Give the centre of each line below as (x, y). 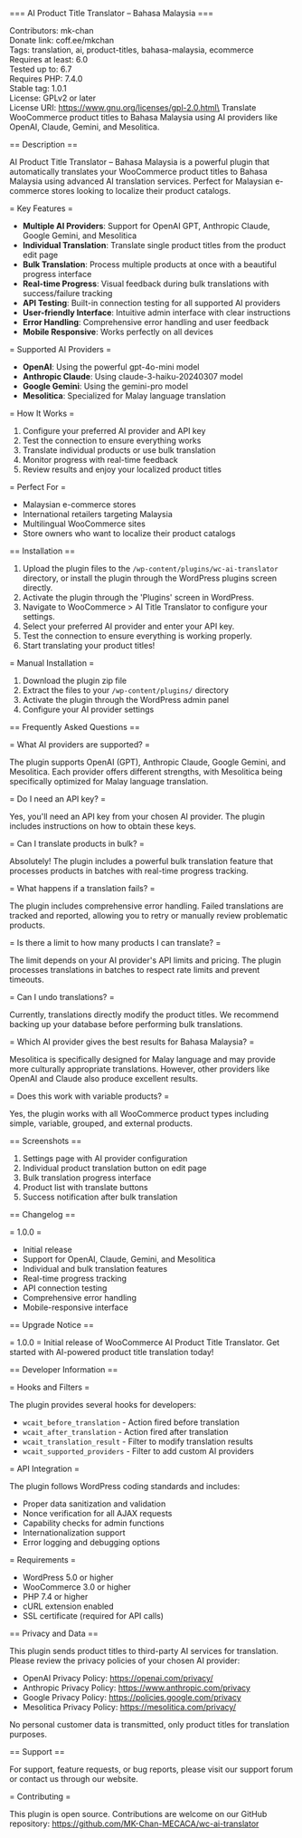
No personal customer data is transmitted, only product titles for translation (149, 1724)
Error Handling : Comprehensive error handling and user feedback (146, 322)
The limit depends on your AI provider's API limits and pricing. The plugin (146, 960)
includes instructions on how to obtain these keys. (103, 826)
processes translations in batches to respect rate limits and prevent (135, 970)
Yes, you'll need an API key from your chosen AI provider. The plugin (137, 816)
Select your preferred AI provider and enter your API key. (128, 626)
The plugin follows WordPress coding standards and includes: (125, 1486)
